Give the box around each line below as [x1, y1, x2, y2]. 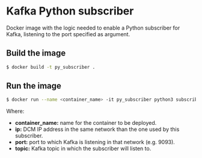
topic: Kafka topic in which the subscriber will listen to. [14, 145, 151, 152]
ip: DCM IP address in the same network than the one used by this [14, 125, 180, 133]
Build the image [6, 48, 66, 58]
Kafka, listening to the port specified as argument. [6, 30, 130, 37]
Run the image [6, 81, 62, 91]
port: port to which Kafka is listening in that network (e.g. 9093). [14, 139, 176, 146]
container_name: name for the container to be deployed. [14, 119, 157, 127]
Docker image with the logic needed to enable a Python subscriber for [6, 24, 180, 31]
